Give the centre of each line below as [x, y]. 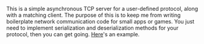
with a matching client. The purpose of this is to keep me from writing [93, 15]
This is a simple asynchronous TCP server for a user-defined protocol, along [102, 9]
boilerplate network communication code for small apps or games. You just [100, 21]
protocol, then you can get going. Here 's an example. [73, 34]
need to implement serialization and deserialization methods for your [93, 28]
